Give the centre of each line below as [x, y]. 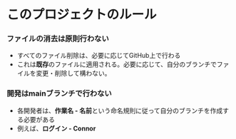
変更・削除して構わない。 [73, 73]
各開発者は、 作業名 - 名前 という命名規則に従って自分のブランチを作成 [120, 110]
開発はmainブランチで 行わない [59, 93]
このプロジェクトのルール [82, 15]
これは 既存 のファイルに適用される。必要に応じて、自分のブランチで [117, 64]
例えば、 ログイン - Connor [56, 128]
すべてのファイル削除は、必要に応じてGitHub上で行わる [99, 56]
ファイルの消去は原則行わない [58, 38]
